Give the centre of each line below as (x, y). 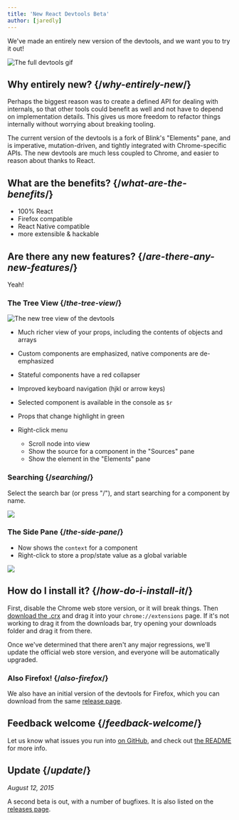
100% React (35, 211)
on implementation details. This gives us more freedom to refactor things (114, 117)
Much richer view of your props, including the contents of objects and (120, 332)
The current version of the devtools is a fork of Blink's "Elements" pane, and (119, 138)
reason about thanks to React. (52, 161)
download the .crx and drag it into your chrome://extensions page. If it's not (118, 615)
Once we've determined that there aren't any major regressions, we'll (109, 644)
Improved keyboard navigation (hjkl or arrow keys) (91, 389)
